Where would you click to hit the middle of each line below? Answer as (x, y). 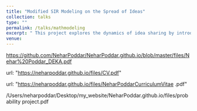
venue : (14, 39)
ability (13, 102)
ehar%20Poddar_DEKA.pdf (39, 61)
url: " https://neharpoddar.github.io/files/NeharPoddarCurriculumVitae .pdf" (97, 84)
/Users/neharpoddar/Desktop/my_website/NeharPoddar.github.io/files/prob (97, 95)
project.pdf (35, 102)
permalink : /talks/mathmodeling (45, 28)
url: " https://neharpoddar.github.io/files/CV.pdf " (64, 73)
